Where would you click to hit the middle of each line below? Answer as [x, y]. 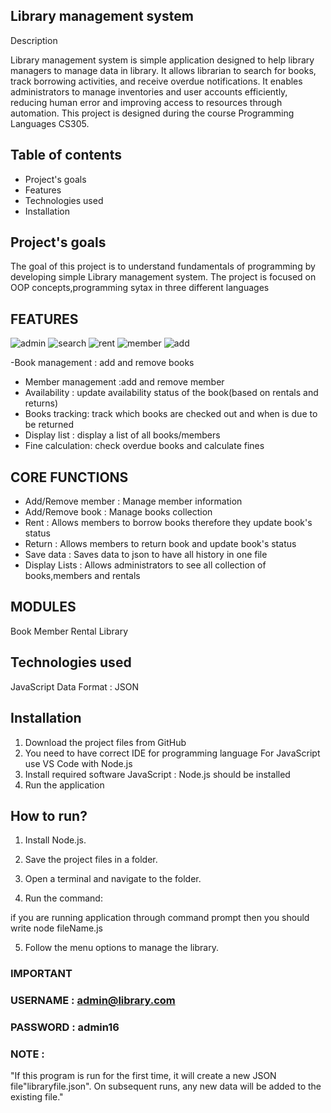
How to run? [49, 815]
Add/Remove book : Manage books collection [118, 512]
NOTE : [27, 1054]
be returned [49, 425]
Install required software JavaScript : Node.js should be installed [157, 774]
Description [34, 40]
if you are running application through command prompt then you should [160, 918]
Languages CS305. [50, 123]
